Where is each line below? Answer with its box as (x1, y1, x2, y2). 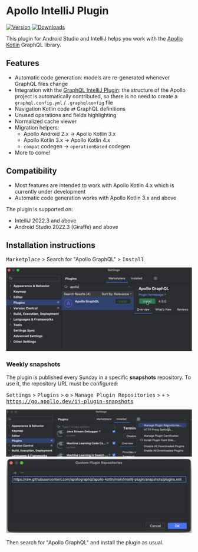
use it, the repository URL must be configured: (6, 380, 119, 387)
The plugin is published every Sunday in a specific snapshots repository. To (6, 374, 192, 381)
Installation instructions (6, 240, 95, 250)
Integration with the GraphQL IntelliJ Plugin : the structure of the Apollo (14, 87, 186, 94)
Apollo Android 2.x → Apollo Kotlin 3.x (23, 130, 116, 137)
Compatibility (6, 166, 57, 176)
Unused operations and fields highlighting (14, 111, 117, 118)
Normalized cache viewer (14, 118, 77, 125)
